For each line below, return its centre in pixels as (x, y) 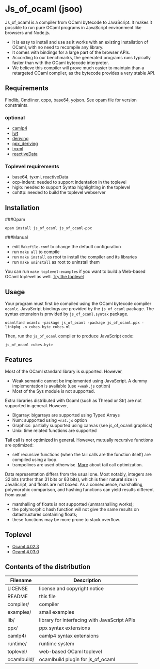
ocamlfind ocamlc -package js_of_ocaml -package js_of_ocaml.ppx (72, 323)
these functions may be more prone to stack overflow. (66, 519)
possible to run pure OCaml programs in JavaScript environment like (73, 27)
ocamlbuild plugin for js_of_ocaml (77, 659)
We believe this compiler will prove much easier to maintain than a (78, 68)
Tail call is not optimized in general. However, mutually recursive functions (79, 440)
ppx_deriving (25, 143)
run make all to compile (36, 252)
